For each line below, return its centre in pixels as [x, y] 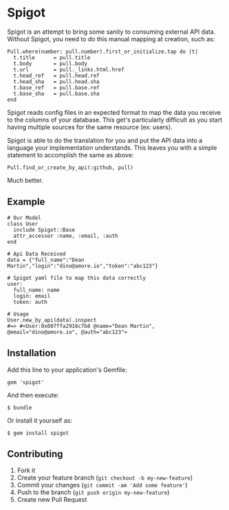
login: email [32, 296]
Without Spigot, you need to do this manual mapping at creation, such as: [111, 38]
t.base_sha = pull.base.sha [56, 93]
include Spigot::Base [44, 230]
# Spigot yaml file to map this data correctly [77, 278]
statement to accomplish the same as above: [70, 155]
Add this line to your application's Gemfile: [67, 370]
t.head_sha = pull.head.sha [56, 81]
